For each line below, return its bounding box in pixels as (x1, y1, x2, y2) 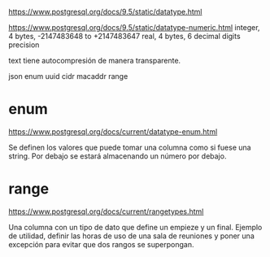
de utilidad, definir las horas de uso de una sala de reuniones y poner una (8, 231, 255, 241)
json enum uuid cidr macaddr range (8, 72, 128, 81)
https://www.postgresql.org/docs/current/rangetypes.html (8, 207, 204, 216)
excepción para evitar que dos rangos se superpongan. (8, 239, 194, 249)
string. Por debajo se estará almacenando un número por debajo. (8, 150, 227, 161)
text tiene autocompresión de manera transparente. (8, 56, 181, 65)
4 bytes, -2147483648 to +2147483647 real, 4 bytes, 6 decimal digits (8, 32, 242, 41)
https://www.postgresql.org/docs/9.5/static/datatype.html (8, 7, 202, 16)
